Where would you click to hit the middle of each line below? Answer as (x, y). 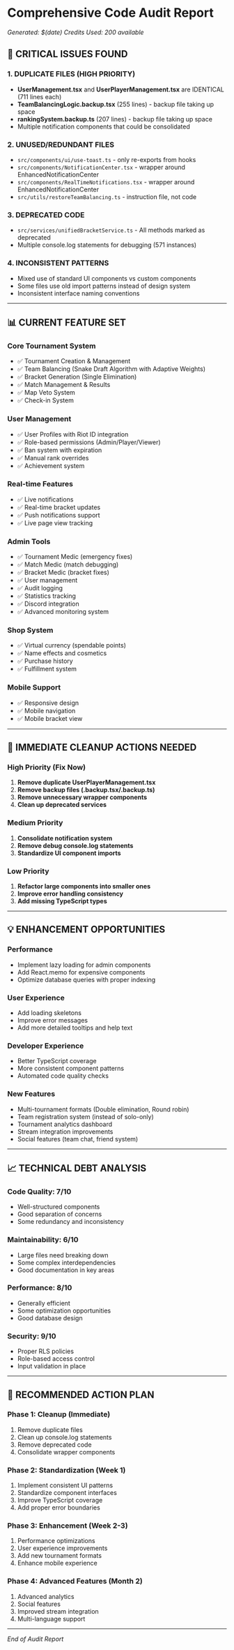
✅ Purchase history (45, 661)
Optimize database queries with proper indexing (86, 979)
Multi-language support (51, 1619)
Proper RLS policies (46, 1351)
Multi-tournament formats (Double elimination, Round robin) (103, 1109)
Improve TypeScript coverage (60, 1501)
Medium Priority (35, 823)
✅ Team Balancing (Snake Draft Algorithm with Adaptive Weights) (111, 369)
